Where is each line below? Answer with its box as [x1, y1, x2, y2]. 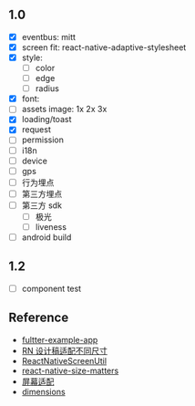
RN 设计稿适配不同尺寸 [21, 345, 108, 356]
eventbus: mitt [21, 31, 77, 42]
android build [21, 232, 72, 243]
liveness [35, 221, 67, 232]
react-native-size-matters [21, 365, 119, 376]
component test [21, 283, 82, 294]
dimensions [21, 386, 66, 397]
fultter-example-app [21, 334, 98, 345]
